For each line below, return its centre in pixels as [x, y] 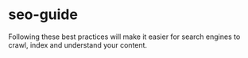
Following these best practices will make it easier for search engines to [124, 37]
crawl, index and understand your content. [78, 44]
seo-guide [43, 15]
